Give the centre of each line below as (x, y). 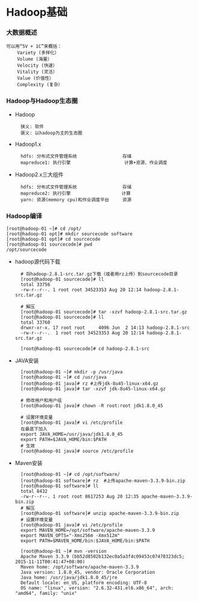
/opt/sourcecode (26, 250)
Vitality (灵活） (37, 72)
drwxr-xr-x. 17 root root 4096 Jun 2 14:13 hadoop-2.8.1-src (105, 328)
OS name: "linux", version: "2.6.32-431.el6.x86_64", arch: (97, 588)
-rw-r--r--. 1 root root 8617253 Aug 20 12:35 (80, 497)
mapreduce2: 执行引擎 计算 (76, 193)
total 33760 (35, 323)
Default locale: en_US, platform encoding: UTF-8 (84, 583)
